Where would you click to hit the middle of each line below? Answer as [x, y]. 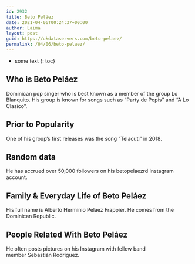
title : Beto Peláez [30, 17]
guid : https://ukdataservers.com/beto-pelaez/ [64, 39]
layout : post [22, 33]
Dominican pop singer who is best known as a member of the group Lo [92, 93]
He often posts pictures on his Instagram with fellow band [76, 248]
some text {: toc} [35, 61]
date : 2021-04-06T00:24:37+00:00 [47, 22]
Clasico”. [17, 106]
